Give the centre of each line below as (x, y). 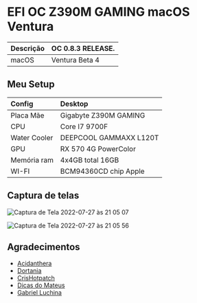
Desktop (74, 104)
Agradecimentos (44, 247)
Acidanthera (34, 263)
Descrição (28, 48)
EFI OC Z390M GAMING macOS (98, 12)
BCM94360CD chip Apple (103, 171)
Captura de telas (43, 195)
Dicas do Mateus (41, 285)
